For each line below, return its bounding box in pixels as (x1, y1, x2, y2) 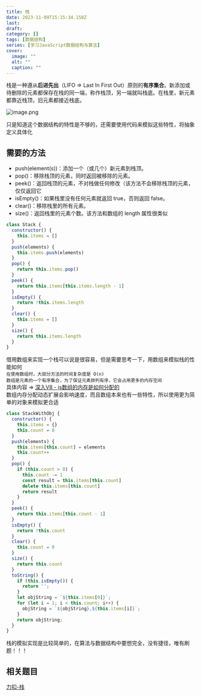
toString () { (11, 572, 44, 579)
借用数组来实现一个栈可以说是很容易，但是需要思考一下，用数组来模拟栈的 (6, 356, 190, 363)
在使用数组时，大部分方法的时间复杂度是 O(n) (6, 371, 105, 378)
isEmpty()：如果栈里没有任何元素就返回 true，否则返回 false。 (14, 195, 169, 202)
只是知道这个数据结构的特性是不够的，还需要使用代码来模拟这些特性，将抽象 (6, 121, 195, 128)
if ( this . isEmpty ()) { (17, 578, 74, 584)
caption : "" (11, 64, 42, 71)
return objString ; (17, 617, 63, 623)
